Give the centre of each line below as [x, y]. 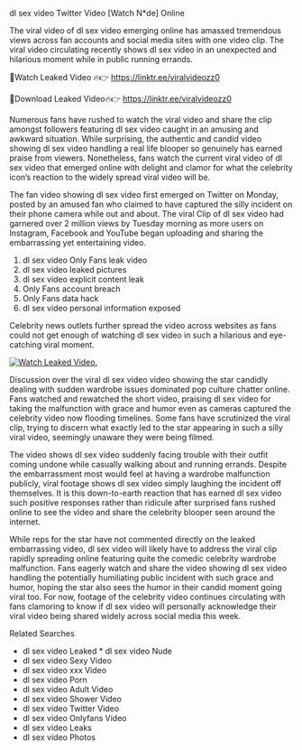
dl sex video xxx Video [64, 670]
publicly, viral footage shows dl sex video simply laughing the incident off [146, 483]
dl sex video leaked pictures [74, 269]
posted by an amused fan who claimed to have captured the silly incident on [151, 204]
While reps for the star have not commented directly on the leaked [132, 539]
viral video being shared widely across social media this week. [125, 616]
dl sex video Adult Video [68, 689]
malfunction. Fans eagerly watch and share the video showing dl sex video [148, 568]
